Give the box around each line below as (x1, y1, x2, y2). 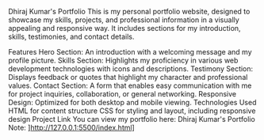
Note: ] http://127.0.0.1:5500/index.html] (8, 123, 135, 132)
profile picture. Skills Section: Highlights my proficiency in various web (8, 55, 239, 65)
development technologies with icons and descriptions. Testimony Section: (8, 64, 254, 74)
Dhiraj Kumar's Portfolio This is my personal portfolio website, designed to (8, 7, 251, 16)
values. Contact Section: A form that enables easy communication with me (8, 81, 252, 90)
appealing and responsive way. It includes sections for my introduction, (8, 24, 241, 32)
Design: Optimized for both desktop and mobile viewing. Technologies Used (8, 98, 257, 107)
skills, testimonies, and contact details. (8, 32, 135, 41)
